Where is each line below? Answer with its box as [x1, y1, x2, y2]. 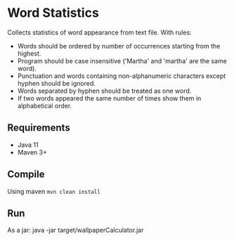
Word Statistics [7, 5, 100, 21]
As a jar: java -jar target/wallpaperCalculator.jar [7, 226, 144, 235]
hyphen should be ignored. [17, 79, 96, 87]
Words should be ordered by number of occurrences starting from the [17, 41, 221, 50]
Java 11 [17, 141, 39, 149]
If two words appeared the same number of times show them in [17, 93, 202, 103]
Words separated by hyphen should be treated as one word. [17, 86, 192, 95]
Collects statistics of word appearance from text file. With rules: [7, 28, 192, 37]
